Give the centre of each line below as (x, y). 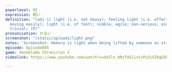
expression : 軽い (23, 15)
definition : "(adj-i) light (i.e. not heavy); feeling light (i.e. (79, 19)
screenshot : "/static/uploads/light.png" (50, 39)
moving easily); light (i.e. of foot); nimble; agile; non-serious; (84, 24)
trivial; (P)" (25, 29)
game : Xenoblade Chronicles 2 (38, 52)
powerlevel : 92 (21, 10)
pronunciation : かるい (28, 33)
